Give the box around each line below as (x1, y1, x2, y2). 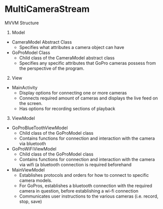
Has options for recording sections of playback (19, 105, 115, 111)
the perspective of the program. (19, 65, 85, 71)
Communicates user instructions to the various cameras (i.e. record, (19, 193, 159, 199)
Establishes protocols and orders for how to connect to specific (19, 172, 149, 178)
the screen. (19, 100, 43, 106)
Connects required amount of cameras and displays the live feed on (19, 95, 158, 101)
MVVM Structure (4, 20, 39, 26)
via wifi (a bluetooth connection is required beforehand (19, 161, 132, 167)
